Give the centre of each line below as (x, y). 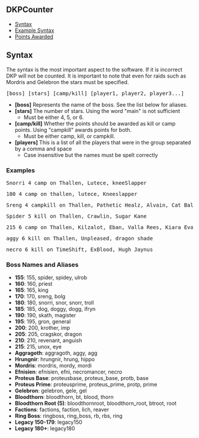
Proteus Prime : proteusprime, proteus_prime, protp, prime (86, 385)
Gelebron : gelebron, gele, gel (51, 391)
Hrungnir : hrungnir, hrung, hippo (54, 359)
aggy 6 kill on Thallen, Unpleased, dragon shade (80, 238)
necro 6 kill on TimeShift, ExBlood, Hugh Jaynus (80, 249)
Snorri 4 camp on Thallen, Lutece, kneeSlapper (76, 183)
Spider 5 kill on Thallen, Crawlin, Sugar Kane (76, 216)
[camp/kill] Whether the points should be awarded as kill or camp (95, 123)
